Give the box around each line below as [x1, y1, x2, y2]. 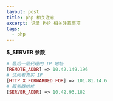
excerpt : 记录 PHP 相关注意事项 [6, 20, 81, 26]
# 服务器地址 [6, 83, 35, 90]
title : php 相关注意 [6, 15, 55, 21]
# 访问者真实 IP [6, 72, 43, 78]
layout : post [6, 8, 39, 15]
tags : [6, 25, 20, 32]
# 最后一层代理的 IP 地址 [6, 61, 64, 67]
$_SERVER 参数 [6, 49, 46, 56]
